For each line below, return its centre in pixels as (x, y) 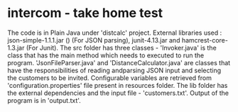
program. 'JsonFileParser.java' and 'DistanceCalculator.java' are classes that (119, 62)
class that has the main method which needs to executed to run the (106, 55)
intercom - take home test (85, 13)
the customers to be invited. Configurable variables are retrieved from (109, 78)
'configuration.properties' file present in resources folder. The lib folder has (118, 85)
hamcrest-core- (205, 40)
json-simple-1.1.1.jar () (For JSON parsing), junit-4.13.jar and (94, 40)
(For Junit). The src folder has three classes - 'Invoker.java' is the (121, 47)
